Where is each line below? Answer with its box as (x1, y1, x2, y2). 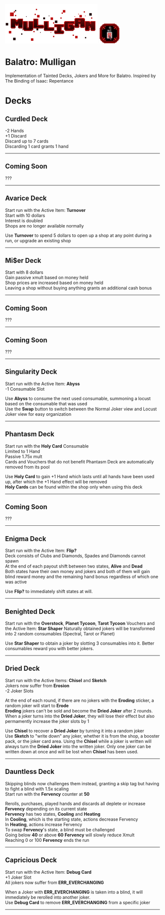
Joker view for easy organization (5, 411, 72, 417)
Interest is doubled (5, 218, 43, 224)
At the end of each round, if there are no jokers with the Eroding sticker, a (5, 697, 154, 703)
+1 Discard (5, 133, 27, 139)
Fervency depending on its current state (5, 805, 87, 812)
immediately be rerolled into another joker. (5, 894, 91, 900)
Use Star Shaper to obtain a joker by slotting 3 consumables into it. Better (5, 640, 155, 646)
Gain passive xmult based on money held (5, 275, 88, 281)
